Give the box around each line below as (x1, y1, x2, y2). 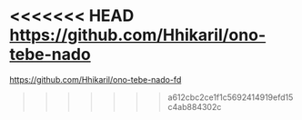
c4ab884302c (167, 101, 222, 112)
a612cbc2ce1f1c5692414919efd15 (167, 92, 294, 103)
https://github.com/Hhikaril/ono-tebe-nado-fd (9, 74, 182, 85)
